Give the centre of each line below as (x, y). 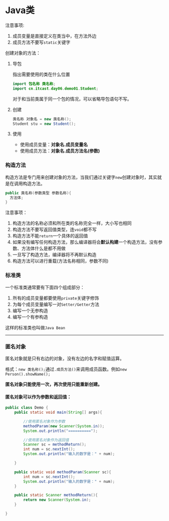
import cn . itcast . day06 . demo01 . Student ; (55, 89)
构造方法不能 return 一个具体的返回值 (50, 236)
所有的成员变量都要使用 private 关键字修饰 (56, 298)
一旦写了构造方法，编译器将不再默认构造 (54, 255)
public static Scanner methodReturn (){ (56, 495)
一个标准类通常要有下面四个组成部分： (45, 287)
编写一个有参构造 (30, 317)
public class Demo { (27, 408)
